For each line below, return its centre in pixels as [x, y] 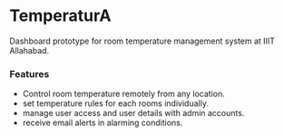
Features [29, 73]
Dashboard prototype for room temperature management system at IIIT [142, 41]
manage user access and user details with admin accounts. [133, 113]
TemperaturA [60, 16]
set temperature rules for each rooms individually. [115, 103]
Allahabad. [29, 50]
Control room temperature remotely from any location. [123, 94]
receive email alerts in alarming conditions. [103, 122]
